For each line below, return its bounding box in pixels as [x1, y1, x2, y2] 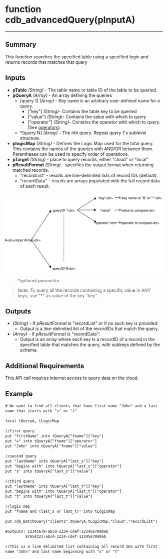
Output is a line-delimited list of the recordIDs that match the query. [19, 325, 159, 332]
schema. [19, 347, 38, 353]
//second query [5, 454, 37, 459]
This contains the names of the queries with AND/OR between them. [12, 146, 153, 152]
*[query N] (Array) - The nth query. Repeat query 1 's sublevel [19, 130, 146, 136]
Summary [5, 40, 36, 49]
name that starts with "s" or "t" [5, 408, 77, 413]
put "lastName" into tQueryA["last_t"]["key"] [5, 484, 104, 489]
